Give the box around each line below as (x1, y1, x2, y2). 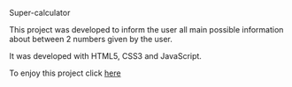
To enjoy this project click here (9, 68, 121, 78)
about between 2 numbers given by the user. (9, 34, 173, 44)
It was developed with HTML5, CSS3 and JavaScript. (9, 51, 202, 61)
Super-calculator (9, 8, 71, 18)
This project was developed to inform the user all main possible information (9, 25, 284, 34)
